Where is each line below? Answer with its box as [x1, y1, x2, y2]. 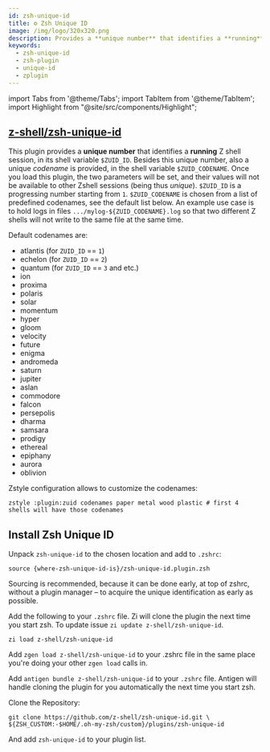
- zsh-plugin [15, 57, 59, 65]
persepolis [19, 408, 55, 418]
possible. [8, 596, 39, 606]
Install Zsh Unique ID [8, 528, 114, 542]
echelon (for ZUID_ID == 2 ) [19, 255, 108, 264]
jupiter [19, 374, 42, 384]
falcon [19, 399, 42, 410]
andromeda [19, 357, 59, 366]
